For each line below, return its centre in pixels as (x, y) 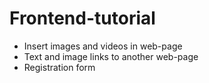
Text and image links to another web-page (111, 56)
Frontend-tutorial (82, 18)
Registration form (59, 67)
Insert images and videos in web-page (103, 46)
